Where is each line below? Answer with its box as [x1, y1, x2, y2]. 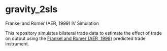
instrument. [5, 40, 29, 46]
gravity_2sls [5, 4, 58, 15]
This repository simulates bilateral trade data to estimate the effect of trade [5, 30, 162, 36]
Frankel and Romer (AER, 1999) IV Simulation [5, 20, 99, 26]
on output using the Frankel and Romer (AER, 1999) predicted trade [5, 35, 146, 41]
